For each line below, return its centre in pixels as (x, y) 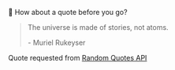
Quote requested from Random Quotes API (78, 58)
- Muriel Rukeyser (56, 42)
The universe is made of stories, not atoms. (98, 27)
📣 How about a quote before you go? (68, 12)
